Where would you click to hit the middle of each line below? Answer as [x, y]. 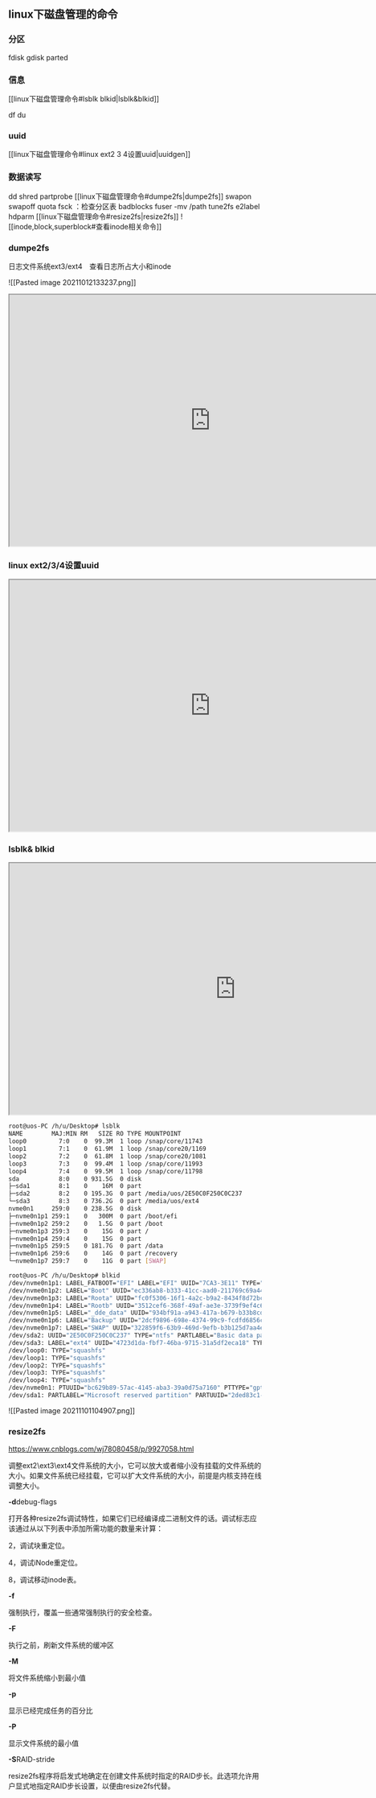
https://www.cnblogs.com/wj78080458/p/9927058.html [101, 1449]
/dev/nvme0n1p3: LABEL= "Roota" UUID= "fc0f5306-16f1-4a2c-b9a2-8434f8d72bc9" [140, 1298]
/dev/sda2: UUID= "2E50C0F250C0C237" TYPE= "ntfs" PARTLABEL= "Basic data [131, 1336]
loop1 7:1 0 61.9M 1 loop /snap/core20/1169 [107, 1149]
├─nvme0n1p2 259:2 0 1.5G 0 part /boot [86, 1223]
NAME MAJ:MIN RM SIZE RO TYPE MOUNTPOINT [95, 1134]
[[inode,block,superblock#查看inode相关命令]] [85, 226]
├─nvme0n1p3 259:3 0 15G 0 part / [79, 1231]
